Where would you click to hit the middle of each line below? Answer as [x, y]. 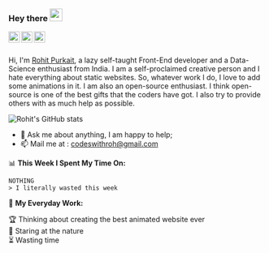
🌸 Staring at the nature [46, 231]
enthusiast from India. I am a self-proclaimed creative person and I [148, 69]
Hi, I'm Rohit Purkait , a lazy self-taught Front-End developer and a [119, 60]
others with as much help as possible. [72, 103]
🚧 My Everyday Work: [46, 204]
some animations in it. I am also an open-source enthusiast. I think [119, 86]
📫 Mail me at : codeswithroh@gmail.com [89, 144]
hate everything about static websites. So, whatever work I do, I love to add [134, 78]
